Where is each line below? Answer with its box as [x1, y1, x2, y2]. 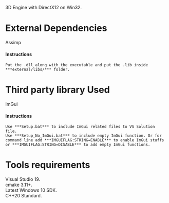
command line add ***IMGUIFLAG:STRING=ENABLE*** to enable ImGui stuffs [5, 138, 164, 143]
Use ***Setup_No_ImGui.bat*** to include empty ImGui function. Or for [5, 133, 162, 138]
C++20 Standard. [5, 193, 42, 199]
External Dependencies [5, 23, 107, 34]
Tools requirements [5, 159, 90, 171]
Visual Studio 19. [5, 176, 41, 182]
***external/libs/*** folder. [5, 67, 70, 72]
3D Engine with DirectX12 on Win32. [5, 5, 82, 10]
